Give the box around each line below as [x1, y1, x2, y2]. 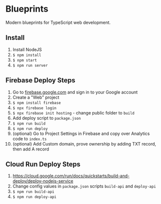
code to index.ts [12, 135, 47, 142]
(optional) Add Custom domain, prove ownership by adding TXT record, [12, 141, 156, 147]
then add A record [12, 146, 49, 152]
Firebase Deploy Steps [5, 76, 75, 85]
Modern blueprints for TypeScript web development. [5, 19, 111, 25]
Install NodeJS [12, 46, 42, 52]
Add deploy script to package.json [12, 115, 81, 121]
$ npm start [12, 57, 37, 63]
